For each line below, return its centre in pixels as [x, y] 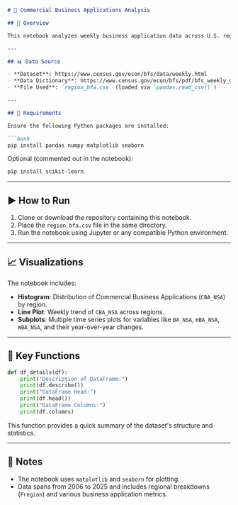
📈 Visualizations [45, 262]
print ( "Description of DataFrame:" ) [74, 379]
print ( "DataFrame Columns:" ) [63, 405]
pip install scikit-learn [45, 172]
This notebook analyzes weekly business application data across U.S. [114, 35]
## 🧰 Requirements [34, 113]
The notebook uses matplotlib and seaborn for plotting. [99, 479]
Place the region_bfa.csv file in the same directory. [92, 225]
